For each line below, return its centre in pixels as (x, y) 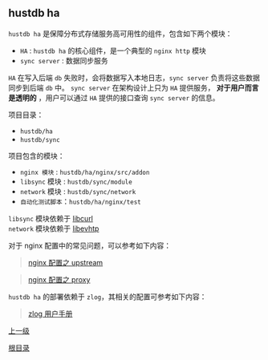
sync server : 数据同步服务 (64, 60)
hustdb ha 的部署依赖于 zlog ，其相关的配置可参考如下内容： (108, 297)
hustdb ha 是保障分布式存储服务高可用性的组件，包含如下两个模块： (120, 33)
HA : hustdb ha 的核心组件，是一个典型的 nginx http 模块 (113, 51)
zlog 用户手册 (50, 313)
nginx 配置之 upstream (65, 262)
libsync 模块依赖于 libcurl (51, 218)
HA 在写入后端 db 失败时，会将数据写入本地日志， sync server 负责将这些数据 (134, 77)
